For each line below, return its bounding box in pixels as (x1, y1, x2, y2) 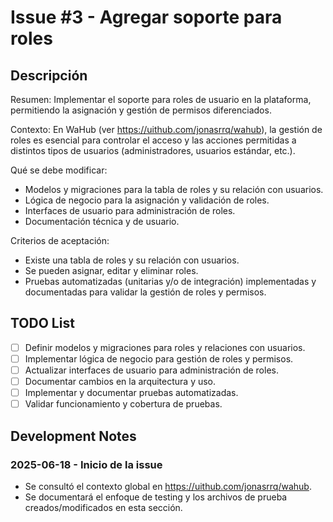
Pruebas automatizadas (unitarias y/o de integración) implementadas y (24, 276, 317, 287)
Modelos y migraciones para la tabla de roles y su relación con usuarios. (24, 184, 324, 195)
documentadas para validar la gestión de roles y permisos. (24, 286, 267, 298)
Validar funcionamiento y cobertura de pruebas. (24, 398, 223, 410)
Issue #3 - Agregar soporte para (10, 6, 283, 29)
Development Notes (10, 427, 137, 445)
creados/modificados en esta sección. (24, 501, 183, 513)
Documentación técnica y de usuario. (24, 216, 180, 227)
